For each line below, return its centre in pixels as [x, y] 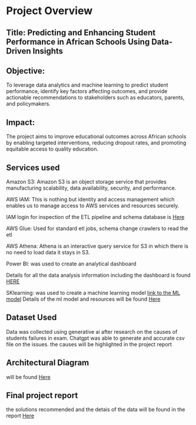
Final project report [42, 396]
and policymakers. [29, 104]
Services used [33, 167]
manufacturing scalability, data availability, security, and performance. [91, 188]
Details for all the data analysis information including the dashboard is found [98, 275]
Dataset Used [31, 318]
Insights [48, 51]
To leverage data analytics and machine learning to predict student [87, 85]
